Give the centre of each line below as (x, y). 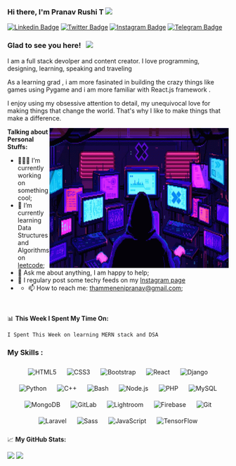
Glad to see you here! (44, 46)
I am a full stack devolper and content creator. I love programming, (104, 61)
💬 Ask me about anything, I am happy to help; (83, 272)
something (33, 190)
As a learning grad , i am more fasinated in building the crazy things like (111, 82)
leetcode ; (31, 265)
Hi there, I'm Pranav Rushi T (55, 12)
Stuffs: (18, 146)
